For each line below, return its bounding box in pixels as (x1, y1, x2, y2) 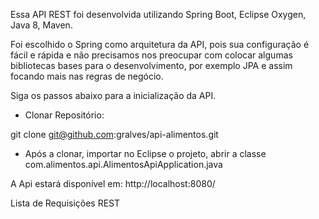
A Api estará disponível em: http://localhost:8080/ (10, 178, 216, 189)
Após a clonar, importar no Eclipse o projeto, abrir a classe (24, 148, 267, 159)
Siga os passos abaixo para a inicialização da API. (10, 90, 217, 101)
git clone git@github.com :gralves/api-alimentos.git (10, 129, 219, 140)
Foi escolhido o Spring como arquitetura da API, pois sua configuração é (10, 39, 310, 50)
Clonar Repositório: (24, 109, 105, 121)
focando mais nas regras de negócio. (10, 70, 164, 82)
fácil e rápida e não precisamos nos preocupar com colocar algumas (10, 49, 293, 61)
